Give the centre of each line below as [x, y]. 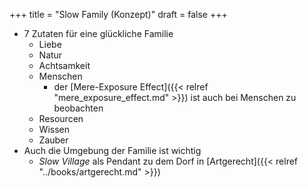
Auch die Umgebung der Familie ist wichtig [112, 150]
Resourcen [61, 118]
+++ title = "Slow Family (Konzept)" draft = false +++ [118, 14]
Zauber [53, 140]
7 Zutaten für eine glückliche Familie [98, 33]
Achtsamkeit [64, 65]
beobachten [78, 108]
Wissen [54, 129]
